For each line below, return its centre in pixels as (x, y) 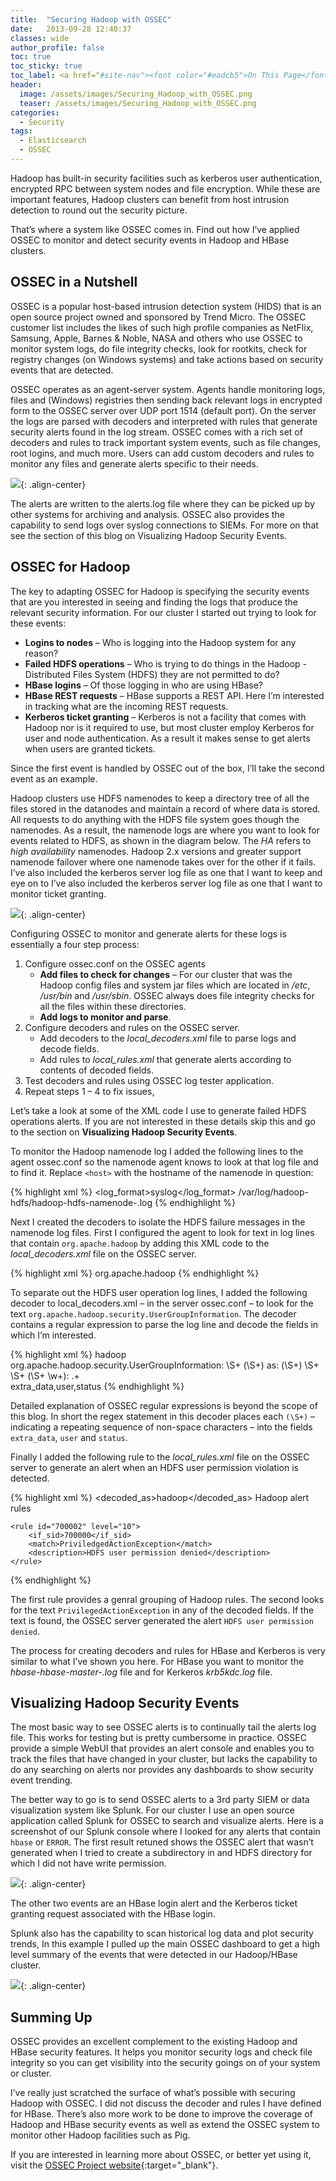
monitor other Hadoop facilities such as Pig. (100, 2135)
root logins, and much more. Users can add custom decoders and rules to (162, 453)
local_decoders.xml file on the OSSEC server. (103, 1253)
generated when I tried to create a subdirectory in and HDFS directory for (161, 1853)
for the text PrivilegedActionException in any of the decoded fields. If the (162, 1610)
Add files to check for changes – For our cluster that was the (166, 974)
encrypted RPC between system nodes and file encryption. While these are (165, 188)
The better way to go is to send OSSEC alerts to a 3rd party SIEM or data (160, 1800)
